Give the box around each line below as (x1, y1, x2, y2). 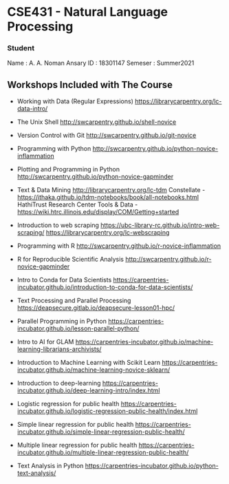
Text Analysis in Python (17, 462, 84, 470)
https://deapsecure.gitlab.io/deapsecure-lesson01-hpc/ (17, 304, 175, 312)
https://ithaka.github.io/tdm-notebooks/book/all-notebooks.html (17, 193, 199, 202)
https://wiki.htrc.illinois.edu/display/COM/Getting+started (17, 208, 179, 216)
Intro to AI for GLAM (17, 338, 74, 346)
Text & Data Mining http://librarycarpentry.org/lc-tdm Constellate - (17, 186, 206, 194)
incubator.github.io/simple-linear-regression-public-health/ (17, 428, 185, 436)
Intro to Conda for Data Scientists (17, 276, 112, 284)
